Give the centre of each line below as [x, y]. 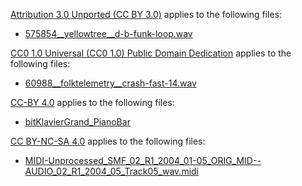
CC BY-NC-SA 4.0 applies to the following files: [108, 141]
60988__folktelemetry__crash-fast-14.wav [110, 83]
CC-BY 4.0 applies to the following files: [92, 102]
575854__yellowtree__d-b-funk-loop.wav [108, 33]
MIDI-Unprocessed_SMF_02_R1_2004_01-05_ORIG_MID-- [143, 160]
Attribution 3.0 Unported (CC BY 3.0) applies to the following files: [146, 14]
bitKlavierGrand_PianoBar [77, 122]
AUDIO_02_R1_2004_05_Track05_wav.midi [112, 171]
